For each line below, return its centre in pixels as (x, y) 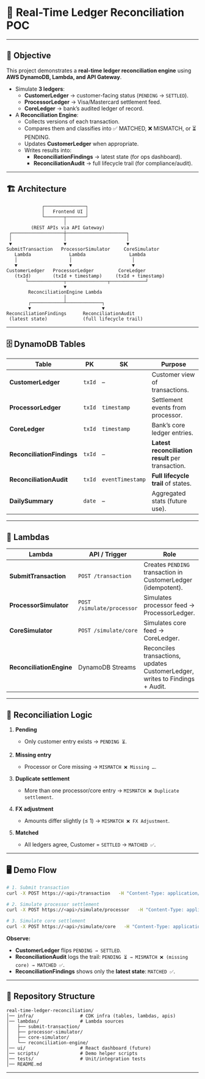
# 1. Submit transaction (38, 887)
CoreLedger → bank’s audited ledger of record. (84, 108)
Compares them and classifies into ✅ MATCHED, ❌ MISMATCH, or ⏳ (110, 128)
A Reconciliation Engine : (47, 115)
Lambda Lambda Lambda (80, 254)
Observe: (18, 939)
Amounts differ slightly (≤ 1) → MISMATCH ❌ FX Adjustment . (97, 821)
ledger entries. (172, 433)
